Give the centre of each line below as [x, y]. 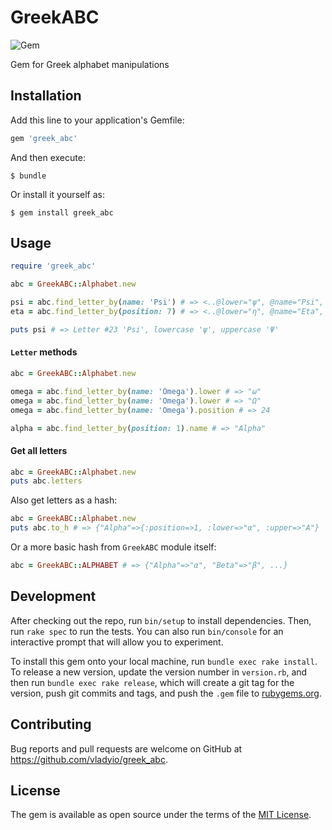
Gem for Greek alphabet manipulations [90, 64]
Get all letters [39, 450]
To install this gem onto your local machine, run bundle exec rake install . [164, 661]
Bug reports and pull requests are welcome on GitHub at [126, 748]
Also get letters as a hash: [64, 500]
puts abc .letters [46, 481]
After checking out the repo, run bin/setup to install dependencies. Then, [161, 620]
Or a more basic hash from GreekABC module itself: [113, 547]
